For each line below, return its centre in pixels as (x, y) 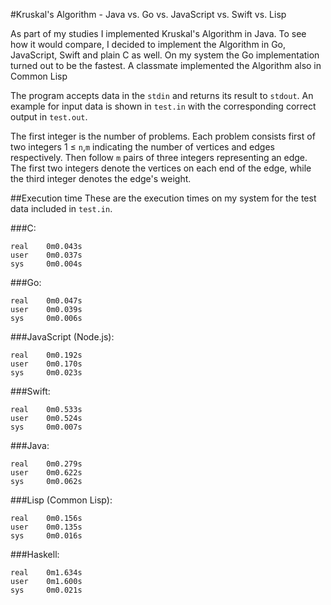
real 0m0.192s (46, 355)
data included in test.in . (61, 208)
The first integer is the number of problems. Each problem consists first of (163, 136)
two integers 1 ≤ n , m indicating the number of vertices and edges (142, 147)
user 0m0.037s (46, 255)
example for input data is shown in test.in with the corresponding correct (163, 106)
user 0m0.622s (46, 473)
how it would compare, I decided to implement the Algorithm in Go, (148, 44)
